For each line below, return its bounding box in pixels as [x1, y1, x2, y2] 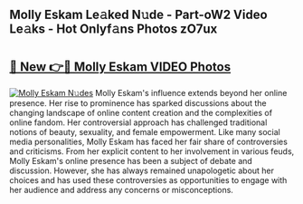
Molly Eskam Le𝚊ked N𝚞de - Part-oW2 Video [9, 7, 269, 23]
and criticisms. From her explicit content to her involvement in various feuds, [9, 146, 295, 157]
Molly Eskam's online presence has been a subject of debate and [9, 156, 253, 166]
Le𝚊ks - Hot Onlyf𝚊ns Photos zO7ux [9, 22, 218, 37]
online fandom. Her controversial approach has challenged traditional [9, 117, 268, 128]
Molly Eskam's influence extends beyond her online [94, 88, 288, 98]
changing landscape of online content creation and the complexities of [9, 108, 273, 118]
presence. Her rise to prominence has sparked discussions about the [9, 98, 267, 108]
